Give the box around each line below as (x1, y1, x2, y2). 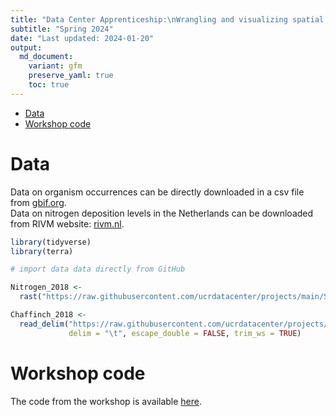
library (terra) (10, 246, 74, 256)
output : (10, 42, 43, 53)
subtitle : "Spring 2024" (10, 24, 114, 34)
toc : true (28, 80, 70, 90)
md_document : (19, 52, 74, 62)
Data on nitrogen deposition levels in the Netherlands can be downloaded (10, 207, 314, 219)
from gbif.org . (10, 196, 67, 208)
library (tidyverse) (10, 237, 92, 247)
